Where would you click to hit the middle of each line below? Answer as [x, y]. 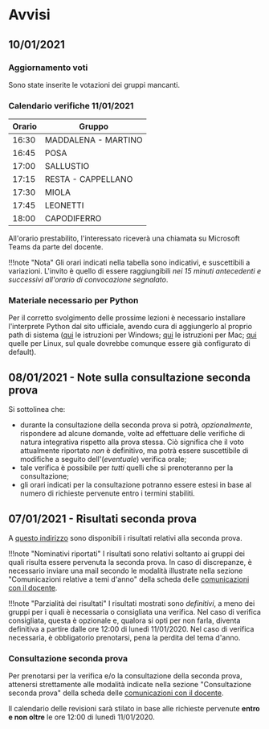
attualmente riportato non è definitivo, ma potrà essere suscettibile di [134, 451]
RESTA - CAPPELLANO [89, 179]
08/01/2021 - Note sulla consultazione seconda [130, 377]
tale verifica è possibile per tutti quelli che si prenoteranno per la [126, 467]
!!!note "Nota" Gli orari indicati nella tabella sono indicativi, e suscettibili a [129, 262]
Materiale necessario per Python [73, 301]
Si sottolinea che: [37, 410]
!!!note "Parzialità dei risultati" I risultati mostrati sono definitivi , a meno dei [132, 603]
